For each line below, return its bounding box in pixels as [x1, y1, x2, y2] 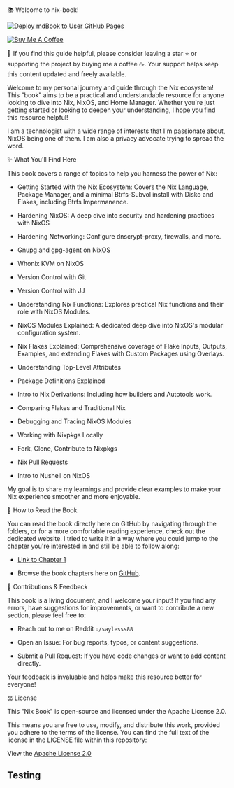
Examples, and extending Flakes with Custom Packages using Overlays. [17, 349, 225, 358]
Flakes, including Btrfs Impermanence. [17, 198, 129, 206]
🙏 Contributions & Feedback [7, 583, 89, 591]
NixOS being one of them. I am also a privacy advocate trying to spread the [7, 134, 224, 142]
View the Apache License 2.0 [7, 750, 92, 757]
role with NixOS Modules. [17, 307, 91, 316]
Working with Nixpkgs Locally [17, 431, 103, 439]
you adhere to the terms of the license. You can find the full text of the [7, 729, 210, 736]
